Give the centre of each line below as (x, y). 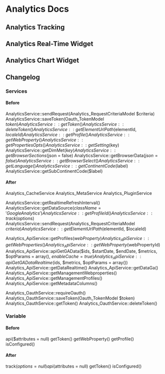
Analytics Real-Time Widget (50, 43)
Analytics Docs (37, 9)
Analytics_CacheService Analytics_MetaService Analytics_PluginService (79, 193)
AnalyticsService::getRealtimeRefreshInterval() (53, 203)
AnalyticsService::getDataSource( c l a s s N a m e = (53, 208)
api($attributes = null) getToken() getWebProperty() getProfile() (70, 339)
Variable (16, 316)
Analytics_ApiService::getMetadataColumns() (52, 284)
